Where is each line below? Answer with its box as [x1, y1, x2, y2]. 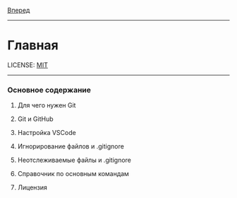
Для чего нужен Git [17, 101, 76, 110]
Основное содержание [7, 85, 92, 95]
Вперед [7, 6, 30, 14]
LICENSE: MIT [7, 60, 48, 69]
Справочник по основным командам [17, 170, 129, 178]
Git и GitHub [17, 115, 54, 123]
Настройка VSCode [17, 129, 76, 137]
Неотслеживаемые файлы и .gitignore [17, 156, 132, 165]
